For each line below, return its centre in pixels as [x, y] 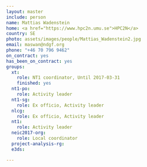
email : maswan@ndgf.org [35, 45]
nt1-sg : [21, 99]
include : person [26, 17]
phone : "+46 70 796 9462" [38, 50]
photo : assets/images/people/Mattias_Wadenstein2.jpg [74, 39]
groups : [16, 67]
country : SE [21, 34]
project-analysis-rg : [38, 144]
